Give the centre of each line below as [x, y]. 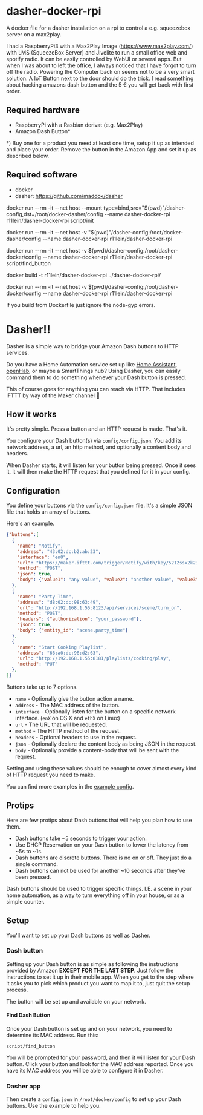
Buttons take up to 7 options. [42, 687]
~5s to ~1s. [29, 851]
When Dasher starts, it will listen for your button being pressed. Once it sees [101, 465]
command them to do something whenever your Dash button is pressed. [96, 377]
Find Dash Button [28, 1015]
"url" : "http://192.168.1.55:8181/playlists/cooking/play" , [94, 658]
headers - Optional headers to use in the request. [76, 737]
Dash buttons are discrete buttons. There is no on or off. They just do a [103, 858]
